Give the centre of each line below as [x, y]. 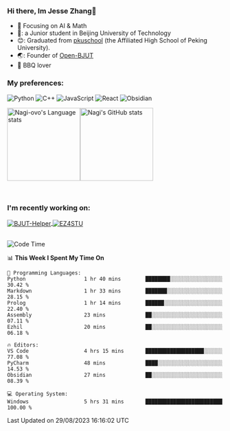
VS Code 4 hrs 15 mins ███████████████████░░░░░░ [115, 351]
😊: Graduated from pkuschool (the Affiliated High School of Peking [112, 40]
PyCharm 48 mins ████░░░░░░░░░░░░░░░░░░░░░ [115, 363]
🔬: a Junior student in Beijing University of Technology [94, 33]
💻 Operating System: [38, 394]
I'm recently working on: [49, 207]
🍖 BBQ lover [34, 65]
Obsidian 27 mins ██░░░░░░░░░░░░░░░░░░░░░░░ [115, 375]
